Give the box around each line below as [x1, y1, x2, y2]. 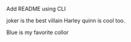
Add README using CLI [6, 5, 66, 12]
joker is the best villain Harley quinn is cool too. [6, 17, 125, 24]
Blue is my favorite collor [6, 29, 69, 36]
